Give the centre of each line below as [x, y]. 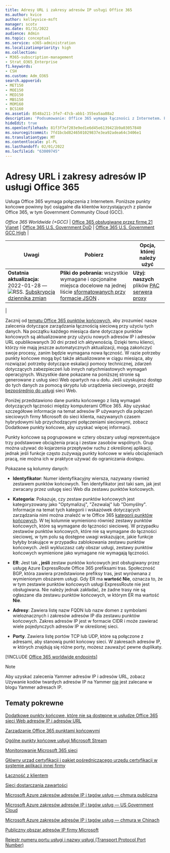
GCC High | [17, 233]
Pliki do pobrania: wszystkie [94, 273]
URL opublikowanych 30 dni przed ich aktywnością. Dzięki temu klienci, [80, 342]
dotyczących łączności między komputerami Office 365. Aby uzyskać [78, 406]
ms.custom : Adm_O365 [27, 76]
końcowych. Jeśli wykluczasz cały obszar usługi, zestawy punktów [83, 547]
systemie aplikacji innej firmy [35, 765]
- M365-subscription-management [39, 57]
